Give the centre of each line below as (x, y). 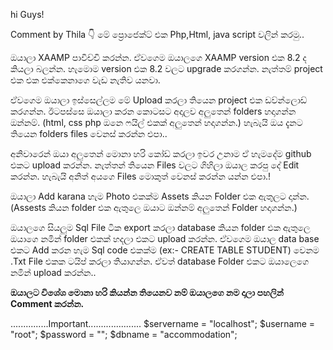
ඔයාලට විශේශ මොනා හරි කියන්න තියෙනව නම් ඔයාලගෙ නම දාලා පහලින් (147, 292)
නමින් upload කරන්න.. (53, 272)
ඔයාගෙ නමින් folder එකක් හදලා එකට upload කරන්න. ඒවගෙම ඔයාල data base (165, 238)
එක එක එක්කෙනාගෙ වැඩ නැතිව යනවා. (85, 80)
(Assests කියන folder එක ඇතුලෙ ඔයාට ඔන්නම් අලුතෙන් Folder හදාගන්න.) (154, 207)
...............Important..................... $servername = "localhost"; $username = (163, 323)
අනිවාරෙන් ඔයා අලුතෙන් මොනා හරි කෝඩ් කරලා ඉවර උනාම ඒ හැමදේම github (161, 153)
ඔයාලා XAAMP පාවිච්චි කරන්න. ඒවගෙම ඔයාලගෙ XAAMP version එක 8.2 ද (158, 57)
